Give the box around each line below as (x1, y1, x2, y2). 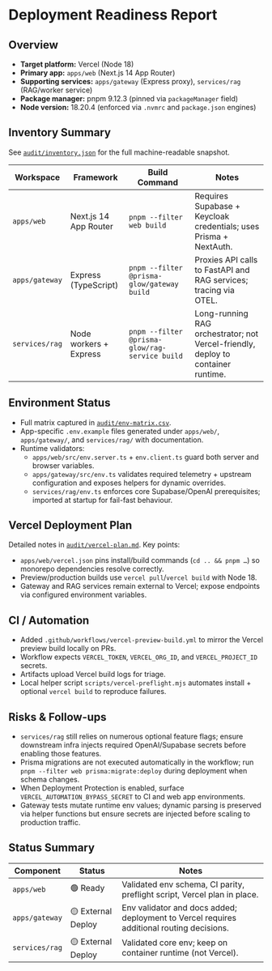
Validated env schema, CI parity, (121, 879, 245, 890)
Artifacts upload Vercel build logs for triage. (19, 670, 166, 679)
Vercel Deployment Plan (8, 518, 133, 532)
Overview (8, 38, 59, 52)
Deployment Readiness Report (8, 6, 218, 24)
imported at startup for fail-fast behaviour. (32, 495, 173, 505)
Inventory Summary (8, 126, 112, 139)
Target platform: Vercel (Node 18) (19, 59, 134, 69)
